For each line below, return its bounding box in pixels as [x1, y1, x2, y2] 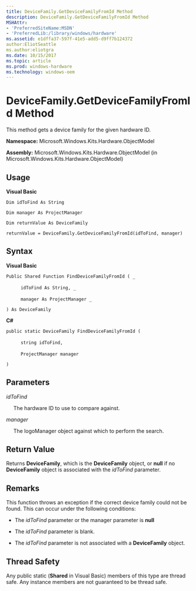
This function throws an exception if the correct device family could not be [6, 499, 187, 506]
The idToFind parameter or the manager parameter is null [14, 517, 155, 524]
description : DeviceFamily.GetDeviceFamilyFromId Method [6, 14, 149, 20]
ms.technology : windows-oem [6, 69, 75, 75]
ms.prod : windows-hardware [6, 63, 72, 70]
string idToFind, [20, 339, 63, 345]
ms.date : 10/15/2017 [6, 52, 57, 58]
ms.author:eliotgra [6, 47, 54, 53]
